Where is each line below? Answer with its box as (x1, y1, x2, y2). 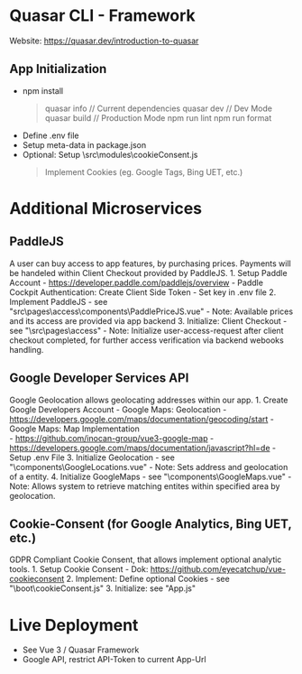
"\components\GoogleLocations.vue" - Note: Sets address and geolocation (9, 461, 288, 472)
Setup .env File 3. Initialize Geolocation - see (9, 452, 176, 463)
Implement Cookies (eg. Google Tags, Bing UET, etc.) (44, 166, 243, 177)
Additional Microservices (9, 198, 203, 218)
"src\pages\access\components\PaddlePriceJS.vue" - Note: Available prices (9, 306, 294, 317)
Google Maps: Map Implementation (9, 423, 140, 434)
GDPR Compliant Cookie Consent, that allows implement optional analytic (9, 554, 282, 565)
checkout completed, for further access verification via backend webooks (9, 335, 284, 346)
